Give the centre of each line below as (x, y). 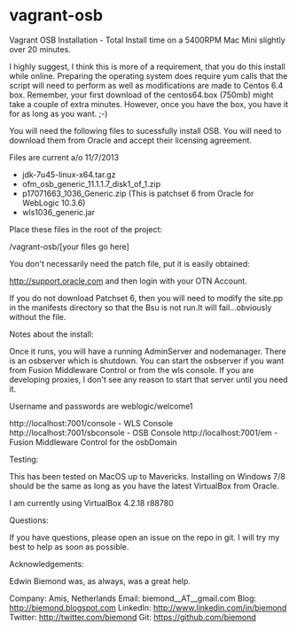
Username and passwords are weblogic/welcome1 (101, 406)
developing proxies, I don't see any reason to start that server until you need (148, 379)
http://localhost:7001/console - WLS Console (91, 423)
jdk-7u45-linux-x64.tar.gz (69, 175)
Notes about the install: (51, 334)
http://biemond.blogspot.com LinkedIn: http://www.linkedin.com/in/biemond (148, 607)
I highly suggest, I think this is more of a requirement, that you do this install (147, 66)
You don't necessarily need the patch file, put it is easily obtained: (129, 263)
